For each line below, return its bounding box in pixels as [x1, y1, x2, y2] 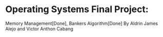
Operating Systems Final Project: [5, 4, 149, 15]
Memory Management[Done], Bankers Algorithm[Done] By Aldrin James [5, 20, 158, 26]
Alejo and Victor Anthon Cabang [5, 25, 73, 31]
